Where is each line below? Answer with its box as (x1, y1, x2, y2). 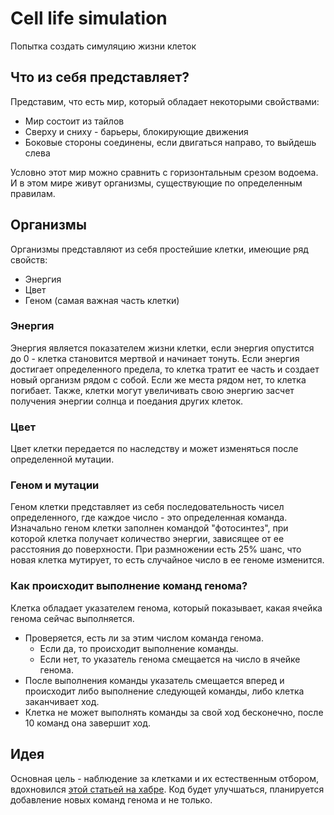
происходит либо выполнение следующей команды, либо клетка (24, 685, 305, 697)
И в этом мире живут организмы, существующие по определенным (10, 177, 303, 189)
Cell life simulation (10, 7, 168, 30)
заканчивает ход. (24, 695, 100, 707)
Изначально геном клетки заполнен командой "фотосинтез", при (10, 522, 289, 534)
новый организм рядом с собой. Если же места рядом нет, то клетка (10, 373, 307, 386)
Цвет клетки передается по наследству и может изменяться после (10, 443, 299, 455)
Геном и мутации (10, 478, 100, 492)
